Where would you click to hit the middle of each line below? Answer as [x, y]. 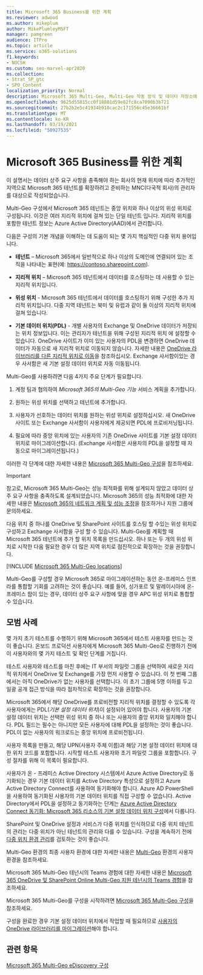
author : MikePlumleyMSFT [38, 29]
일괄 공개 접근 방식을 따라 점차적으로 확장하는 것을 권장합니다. [79, 689]
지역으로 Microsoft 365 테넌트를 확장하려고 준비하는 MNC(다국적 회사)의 [93, 187]
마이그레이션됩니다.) [55, 451]
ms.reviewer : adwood [32, 18]
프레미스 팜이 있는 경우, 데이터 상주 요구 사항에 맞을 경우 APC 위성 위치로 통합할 [101, 594]
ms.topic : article [29, 46]
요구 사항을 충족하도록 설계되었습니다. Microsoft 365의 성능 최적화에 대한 [99, 495]
